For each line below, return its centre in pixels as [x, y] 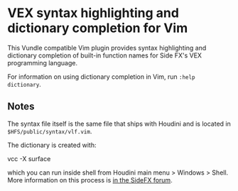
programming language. [43, 62]
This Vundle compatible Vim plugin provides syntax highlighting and [107, 48]
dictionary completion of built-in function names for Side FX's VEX [105, 55]
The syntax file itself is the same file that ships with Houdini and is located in [119, 124]
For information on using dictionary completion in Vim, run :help [101, 77]
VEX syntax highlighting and [93, 13]
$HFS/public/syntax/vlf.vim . [50, 131]
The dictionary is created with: [52, 145]
